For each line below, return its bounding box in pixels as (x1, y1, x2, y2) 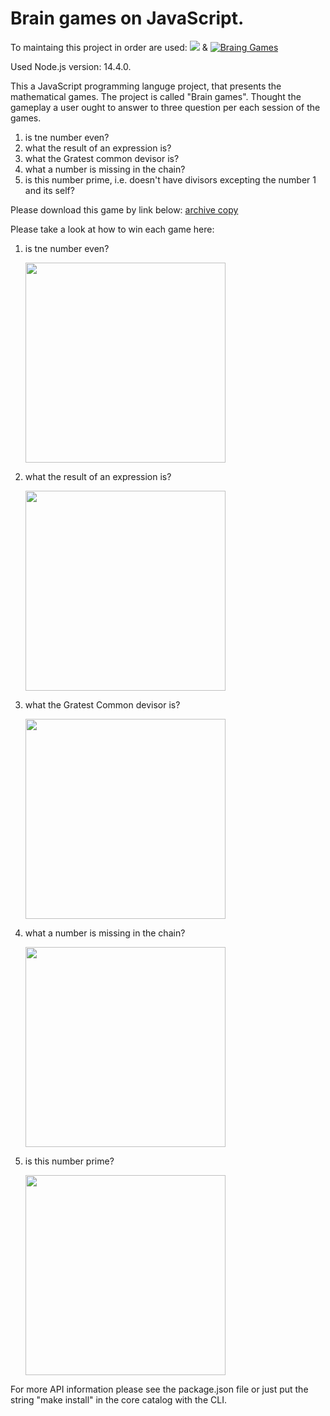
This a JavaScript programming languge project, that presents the (10, 80, 282, 92)
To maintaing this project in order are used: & (10, 41, 208, 53)
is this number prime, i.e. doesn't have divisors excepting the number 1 (24, 173, 317, 186)
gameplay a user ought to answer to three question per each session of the (10, 101, 321, 113)
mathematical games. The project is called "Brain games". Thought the (10, 90, 302, 102)
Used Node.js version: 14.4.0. (10, 60, 132, 72)
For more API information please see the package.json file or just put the (10, 1383, 309, 1395)
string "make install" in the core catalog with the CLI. (10, 1393, 227, 1406)
